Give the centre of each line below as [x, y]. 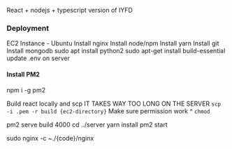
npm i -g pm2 [26, 90]
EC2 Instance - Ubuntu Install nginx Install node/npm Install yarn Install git [113, 43]
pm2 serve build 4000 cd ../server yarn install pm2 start [87, 125]
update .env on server [38, 58]
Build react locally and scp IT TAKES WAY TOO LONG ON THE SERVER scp [114, 104]
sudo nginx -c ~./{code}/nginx [50, 138]
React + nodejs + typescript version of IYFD [70, 10]
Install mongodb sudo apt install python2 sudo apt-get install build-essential [116, 51]
